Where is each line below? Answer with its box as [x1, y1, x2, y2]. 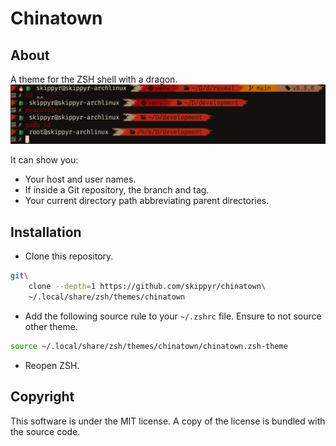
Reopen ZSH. [24, 359, 80, 371]
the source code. [10, 425, 81, 437]
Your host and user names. [24, 173, 137, 186]
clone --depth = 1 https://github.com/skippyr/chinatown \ [28, 282, 267, 292]
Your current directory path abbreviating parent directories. [24, 195, 270, 207]
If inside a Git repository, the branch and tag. [24, 184, 210, 196]
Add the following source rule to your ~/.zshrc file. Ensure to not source [24, 310, 322, 322]
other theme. [24, 320, 78, 332]
